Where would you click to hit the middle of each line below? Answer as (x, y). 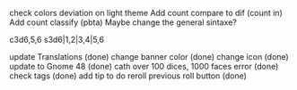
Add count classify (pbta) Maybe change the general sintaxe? (123, 22)
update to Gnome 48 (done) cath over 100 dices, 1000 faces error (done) (144, 66)
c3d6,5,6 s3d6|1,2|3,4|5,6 (57, 40)
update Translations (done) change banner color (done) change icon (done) (149, 57)
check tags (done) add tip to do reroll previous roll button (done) (128, 76)
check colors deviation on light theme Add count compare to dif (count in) (146, 13)
